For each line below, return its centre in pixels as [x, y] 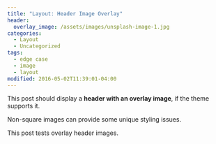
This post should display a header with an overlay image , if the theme [108, 99]
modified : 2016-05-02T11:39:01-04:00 [62, 79]
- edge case [31, 59]
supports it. [24, 106]
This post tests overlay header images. [63, 133]
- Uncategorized [37, 46]
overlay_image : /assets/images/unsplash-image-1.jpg [92, 27]
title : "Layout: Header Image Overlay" [65, 14]
